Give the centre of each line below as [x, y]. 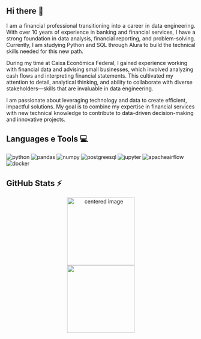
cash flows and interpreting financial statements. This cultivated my [90, 75]
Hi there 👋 [25, 11]
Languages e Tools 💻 [47, 139]
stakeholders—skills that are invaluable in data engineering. [80, 89]
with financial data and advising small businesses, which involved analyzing [100, 69]
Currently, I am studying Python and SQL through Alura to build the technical [101, 45]
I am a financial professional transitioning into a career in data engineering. [101, 25]
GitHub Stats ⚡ [34, 183]
